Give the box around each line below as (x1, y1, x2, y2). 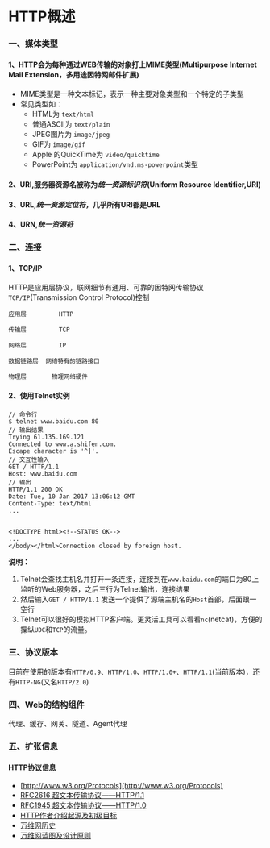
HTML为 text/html (31, 110, 94, 119)
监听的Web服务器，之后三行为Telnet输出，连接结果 (19, 584, 191, 594)
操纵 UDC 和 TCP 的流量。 (19, 625, 92, 634)
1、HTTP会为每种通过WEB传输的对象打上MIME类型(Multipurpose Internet (8, 60, 258, 69)
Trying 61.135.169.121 (8, 433, 85, 442)
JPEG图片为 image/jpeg (31, 130, 110, 139)
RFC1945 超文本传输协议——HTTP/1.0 (19, 800, 147, 810)
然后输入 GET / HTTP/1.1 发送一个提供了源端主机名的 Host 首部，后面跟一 (19, 594, 257, 605)
